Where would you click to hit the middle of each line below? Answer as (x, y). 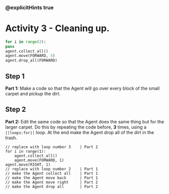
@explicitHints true (30, 8)
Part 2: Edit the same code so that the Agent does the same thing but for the (85, 121)
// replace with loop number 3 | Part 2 (52, 147)
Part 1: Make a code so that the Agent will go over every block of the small (82, 88)
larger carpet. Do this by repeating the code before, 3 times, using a (76, 127)
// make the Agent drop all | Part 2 (52, 186)
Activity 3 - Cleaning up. (58, 28)
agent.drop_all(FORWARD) (31, 60)
